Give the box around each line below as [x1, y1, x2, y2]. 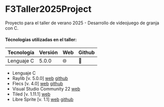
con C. [5, 25, 19, 31]
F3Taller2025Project [5, 3, 92, 15]
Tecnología [7, 49, 35, 56]
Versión [39, 49, 58, 56]
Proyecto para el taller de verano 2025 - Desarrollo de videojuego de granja [5, 20, 160, 26]
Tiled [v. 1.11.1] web [12, 91, 51, 97]
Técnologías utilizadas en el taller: [5, 36, 77, 43]
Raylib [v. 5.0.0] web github [12, 75, 68, 81]
